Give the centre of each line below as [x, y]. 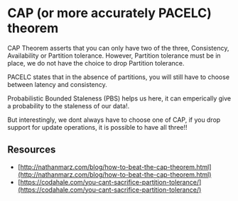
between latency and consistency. [58, 84]
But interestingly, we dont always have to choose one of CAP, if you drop [114, 120]
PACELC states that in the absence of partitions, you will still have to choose [118, 77]
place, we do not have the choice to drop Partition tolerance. [96, 63]
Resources [32, 150]
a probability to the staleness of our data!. [69, 105]
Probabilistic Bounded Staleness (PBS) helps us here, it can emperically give [119, 98]
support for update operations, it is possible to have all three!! [97, 127]
